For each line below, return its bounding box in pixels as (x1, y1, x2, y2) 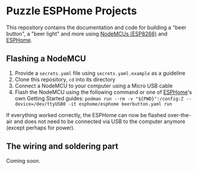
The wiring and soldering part (6, 141, 119, 152)
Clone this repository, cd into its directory (14, 75, 116, 83)
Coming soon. (6, 157, 40, 164)
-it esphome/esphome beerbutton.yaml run (68, 101, 172, 107)
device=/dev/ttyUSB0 (14, 101, 66, 107)
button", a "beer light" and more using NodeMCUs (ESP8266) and (6, 30, 168, 37)
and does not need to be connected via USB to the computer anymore (14, 118, 186, 125)
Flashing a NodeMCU (6, 53, 86, 64)
